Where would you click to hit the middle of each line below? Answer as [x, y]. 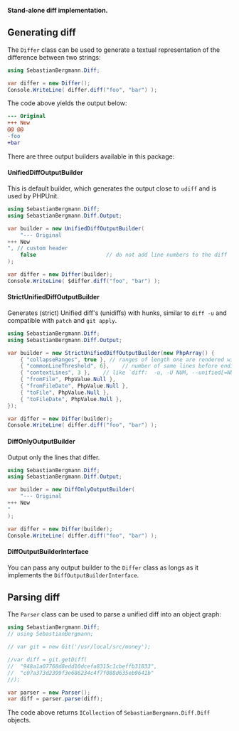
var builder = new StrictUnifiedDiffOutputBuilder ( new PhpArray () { [111, 353]
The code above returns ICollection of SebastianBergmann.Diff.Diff [109, 713]
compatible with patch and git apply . [62, 320]
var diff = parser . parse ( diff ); [55, 699]
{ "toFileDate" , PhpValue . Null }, [71, 399]
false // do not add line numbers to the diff [124, 255]
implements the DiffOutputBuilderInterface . [73, 575]
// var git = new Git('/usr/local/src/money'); [79, 647]
